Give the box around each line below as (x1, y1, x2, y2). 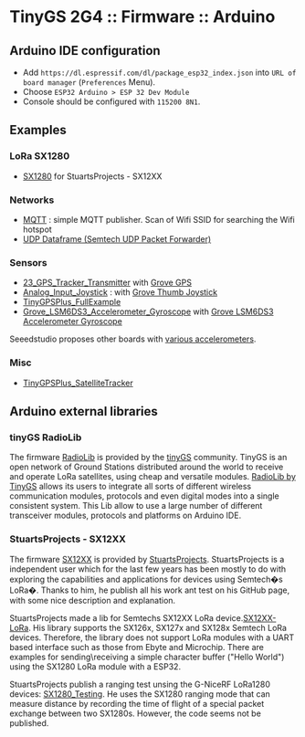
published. (9, 717, 49, 728)
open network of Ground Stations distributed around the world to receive (9, 461, 284, 472)
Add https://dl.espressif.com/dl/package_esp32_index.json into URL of (22, 67, 297, 78)
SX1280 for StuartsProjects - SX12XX (22, 171, 163, 182)
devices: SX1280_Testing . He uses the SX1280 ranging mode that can (9, 688, 271, 700)
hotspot (22, 224, 52, 235)
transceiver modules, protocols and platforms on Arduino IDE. (9, 510, 242, 521)
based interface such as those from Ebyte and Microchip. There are (9, 641, 265, 652)
